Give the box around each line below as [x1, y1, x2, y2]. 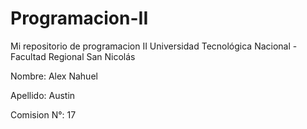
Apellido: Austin [10, 89, 76, 101]
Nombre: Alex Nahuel [10, 70, 98, 82]
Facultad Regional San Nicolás [10, 50, 136, 62]
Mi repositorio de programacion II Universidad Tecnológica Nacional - [10, 40, 298, 52]
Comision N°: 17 [10, 108, 77, 121]
